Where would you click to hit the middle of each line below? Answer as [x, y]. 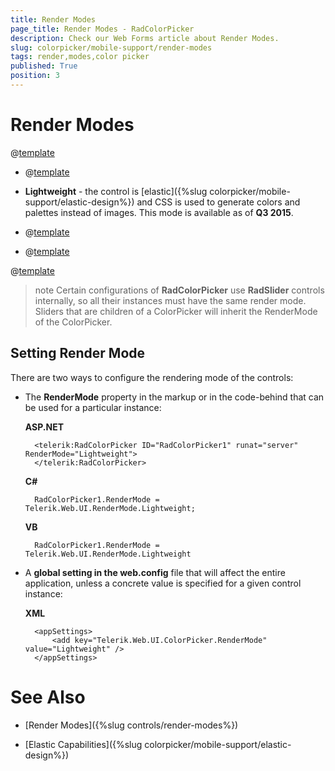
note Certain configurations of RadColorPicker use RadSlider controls [179, 290]
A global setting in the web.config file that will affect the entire [155, 572]
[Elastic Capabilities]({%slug [83, 744]
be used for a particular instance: [93, 407]
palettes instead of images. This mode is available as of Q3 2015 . [159, 212]
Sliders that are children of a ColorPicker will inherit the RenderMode [176, 311]
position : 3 [35, 76]
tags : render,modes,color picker [80, 57]
